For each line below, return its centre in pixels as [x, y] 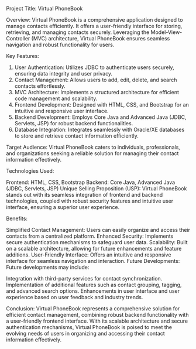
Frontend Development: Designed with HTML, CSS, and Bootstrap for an [102, 105]
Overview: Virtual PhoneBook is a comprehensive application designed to [94, 20]
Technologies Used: [30, 171]
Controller [18, 38]
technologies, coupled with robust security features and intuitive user [90, 201]
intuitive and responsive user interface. [62, 111]
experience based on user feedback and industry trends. [75, 297]
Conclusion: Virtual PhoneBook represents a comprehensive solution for [93, 309]
